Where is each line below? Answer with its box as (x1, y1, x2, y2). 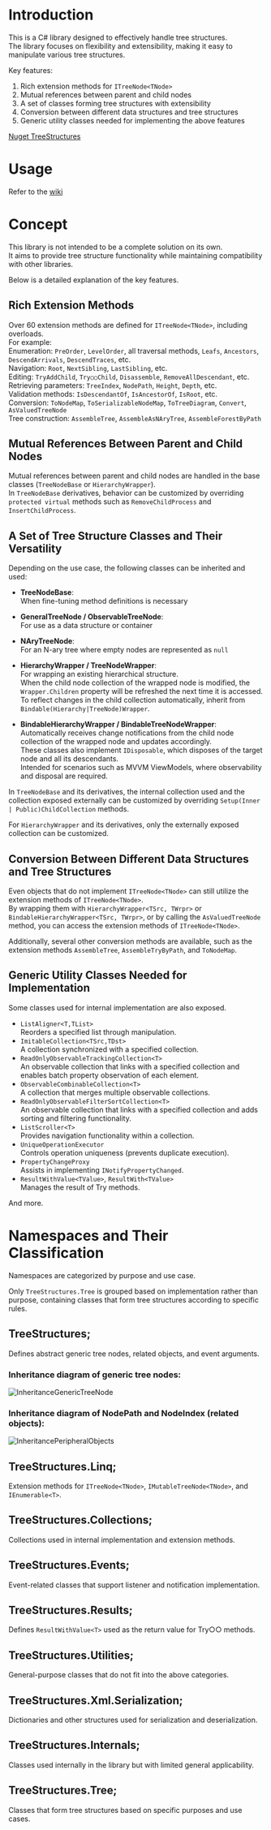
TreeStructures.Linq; (8, 1459, 117, 1474)
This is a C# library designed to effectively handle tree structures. (8, 32, 228, 42)
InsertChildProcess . (8, 506, 76, 515)
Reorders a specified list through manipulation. (19, 1027, 177, 1036)
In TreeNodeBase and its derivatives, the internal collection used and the (8, 787, 245, 797)
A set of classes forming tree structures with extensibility (19, 98, 211, 108)
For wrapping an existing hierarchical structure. (19, 670, 179, 679)
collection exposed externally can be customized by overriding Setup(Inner (8, 795, 261, 805)
